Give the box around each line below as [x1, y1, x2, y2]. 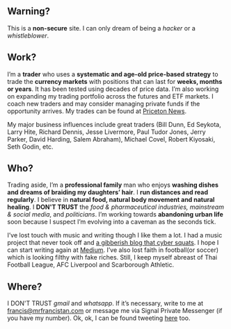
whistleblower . [7, 31, 49, 40]
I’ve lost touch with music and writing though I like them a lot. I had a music [7, 231, 223, 239]
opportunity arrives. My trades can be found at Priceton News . [7, 107, 186, 115]
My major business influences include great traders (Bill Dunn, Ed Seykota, [7, 120, 221, 128]
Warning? [7, 6, 51, 17]
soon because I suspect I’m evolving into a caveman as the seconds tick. [7, 218, 216, 226]
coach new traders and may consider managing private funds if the [7, 99, 200, 108]
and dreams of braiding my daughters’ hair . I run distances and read [7, 188, 209, 196]
